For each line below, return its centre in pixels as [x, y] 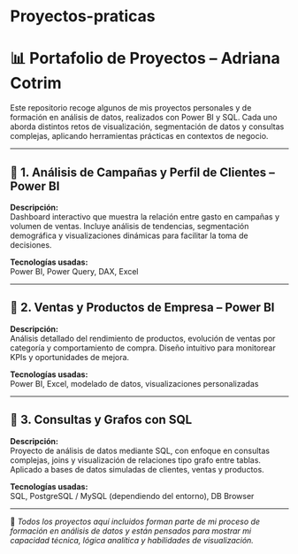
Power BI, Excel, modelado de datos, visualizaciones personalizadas [134, 383]
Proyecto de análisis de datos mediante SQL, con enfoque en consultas [140, 450]
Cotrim [36, 84]
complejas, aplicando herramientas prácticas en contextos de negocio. [139, 136]
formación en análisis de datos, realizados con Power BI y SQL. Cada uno [144, 118]
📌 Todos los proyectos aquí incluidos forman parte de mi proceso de [135, 521]
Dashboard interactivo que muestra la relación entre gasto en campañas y [145, 216]
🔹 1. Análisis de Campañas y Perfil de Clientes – [142, 172]
